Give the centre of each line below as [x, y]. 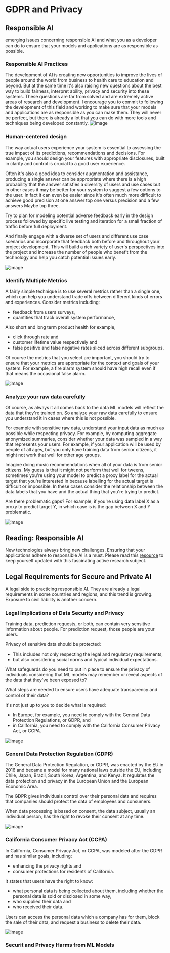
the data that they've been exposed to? [46, 680]
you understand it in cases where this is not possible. [61, 418]
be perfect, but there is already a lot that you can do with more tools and [81, 118]
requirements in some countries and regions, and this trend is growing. [79, 594]
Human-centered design [36, 137]
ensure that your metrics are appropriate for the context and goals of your [82, 363]
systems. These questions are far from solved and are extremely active [79, 97]
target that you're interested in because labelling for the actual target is [79, 481]
